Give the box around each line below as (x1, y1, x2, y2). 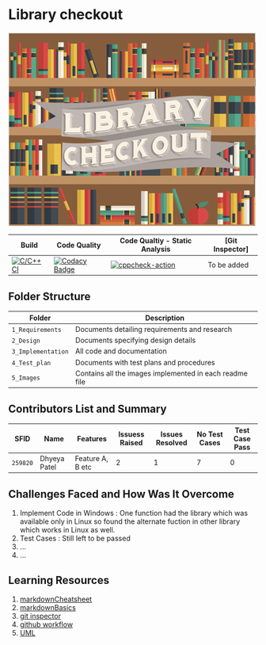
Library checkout (8, 6, 123, 24)
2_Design (11, 337, 41, 345)
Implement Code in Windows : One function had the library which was (19, 509, 248, 518)
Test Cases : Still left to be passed (19, 533, 131, 544)
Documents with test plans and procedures (74, 357, 215, 367)
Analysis (141, 244, 171, 254)
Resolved (155, 438, 188, 448)
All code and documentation (74, 346, 168, 356)
